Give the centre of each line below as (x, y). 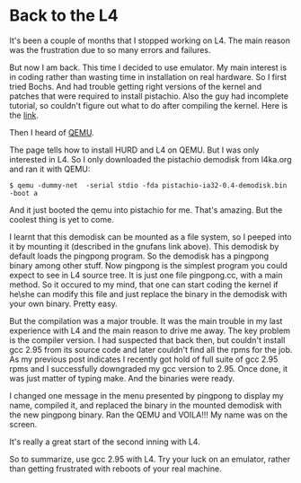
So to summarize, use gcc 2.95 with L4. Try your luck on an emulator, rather (150, 459)
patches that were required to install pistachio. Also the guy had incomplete (149, 96)
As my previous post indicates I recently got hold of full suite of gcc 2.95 (144, 359)
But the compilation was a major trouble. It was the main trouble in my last (146, 321)
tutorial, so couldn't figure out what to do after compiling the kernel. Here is (149, 105)
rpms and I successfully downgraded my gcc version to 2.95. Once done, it (149, 368)
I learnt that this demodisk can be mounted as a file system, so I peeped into (150, 237)
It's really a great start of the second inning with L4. (105, 442)
